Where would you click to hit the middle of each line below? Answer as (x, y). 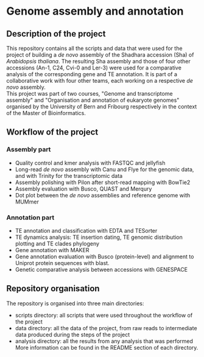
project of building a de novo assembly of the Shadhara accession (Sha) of (100, 55)
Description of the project (56, 34)
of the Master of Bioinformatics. (46, 113)
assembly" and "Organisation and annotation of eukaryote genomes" (93, 100)
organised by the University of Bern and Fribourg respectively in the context (102, 107)
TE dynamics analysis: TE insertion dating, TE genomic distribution (99, 237)
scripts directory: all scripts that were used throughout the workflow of (104, 315)
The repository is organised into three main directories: (75, 303)
